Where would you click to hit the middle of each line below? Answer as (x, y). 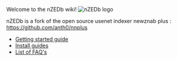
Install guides (32, 46)
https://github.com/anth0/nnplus (47, 27)
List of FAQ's (31, 52)
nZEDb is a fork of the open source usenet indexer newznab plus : (89, 21)
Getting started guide (42, 39)
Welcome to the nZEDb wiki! (42, 9)
